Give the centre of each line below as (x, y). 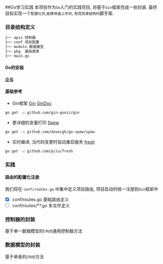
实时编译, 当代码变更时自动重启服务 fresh (53, 142)
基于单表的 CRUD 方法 (24, 257)
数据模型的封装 (23, 245)
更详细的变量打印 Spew (36, 122)
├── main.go (17, 56)
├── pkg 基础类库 (22, 51)
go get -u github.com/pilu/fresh (39, 151)
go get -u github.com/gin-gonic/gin (42, 113)
